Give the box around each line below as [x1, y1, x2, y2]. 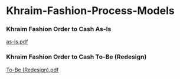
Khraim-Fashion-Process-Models [6, 4, 175, 18]
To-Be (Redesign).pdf [6, 66, 59, 73]
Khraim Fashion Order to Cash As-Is [6, 25, 112, 33]
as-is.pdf [6, 38, 28, 45]
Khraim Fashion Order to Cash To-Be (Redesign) [6, 53, 147, 61]
